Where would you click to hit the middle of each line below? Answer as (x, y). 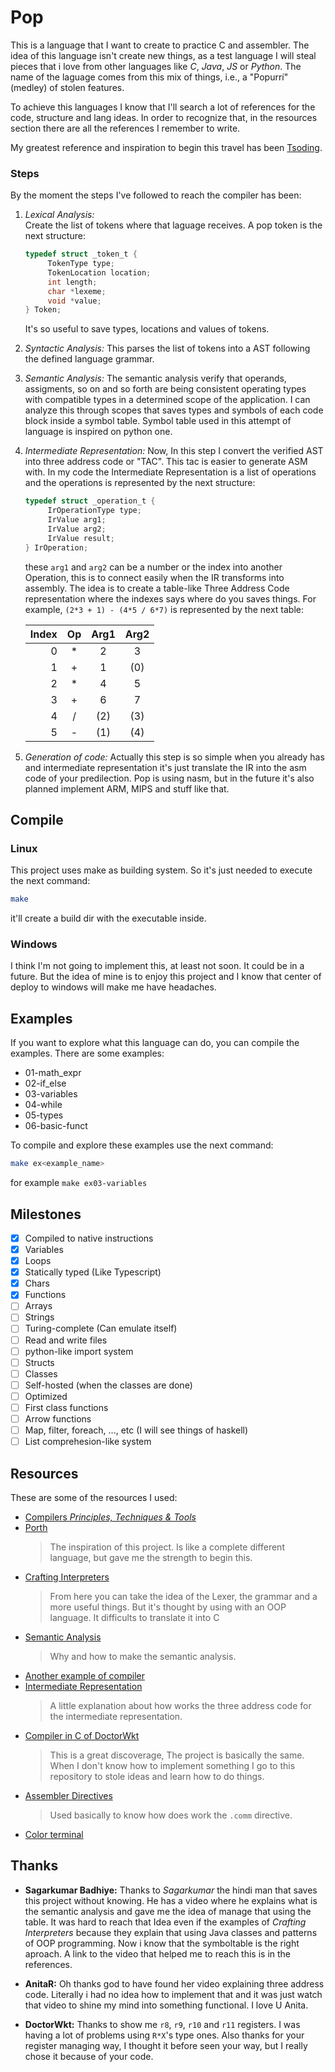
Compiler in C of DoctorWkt (82, 1735)
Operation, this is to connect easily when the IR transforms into (154, 577)
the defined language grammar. (89, 359)
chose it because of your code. (89, 2056)
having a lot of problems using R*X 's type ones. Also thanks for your (164, 2035)
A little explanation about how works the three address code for (180, 1705)
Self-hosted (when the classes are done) (108, 1385)
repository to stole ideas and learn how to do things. (157, 1776)
